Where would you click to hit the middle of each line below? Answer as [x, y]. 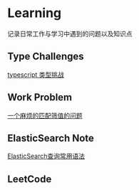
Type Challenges [46, 57]
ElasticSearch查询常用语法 [46, 156]
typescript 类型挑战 [36, 74]
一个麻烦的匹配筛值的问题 [45, 115]
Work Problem [40, 97]
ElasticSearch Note [51, 138]
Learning [35, 13]
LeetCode [30, 179]
